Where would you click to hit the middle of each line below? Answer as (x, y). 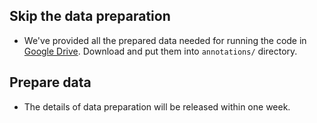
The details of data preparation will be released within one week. (157, 106)
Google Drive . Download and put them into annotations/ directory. (160, 51)
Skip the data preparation (90, 16)
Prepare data (50, 82)
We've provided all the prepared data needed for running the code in (165, 40)
